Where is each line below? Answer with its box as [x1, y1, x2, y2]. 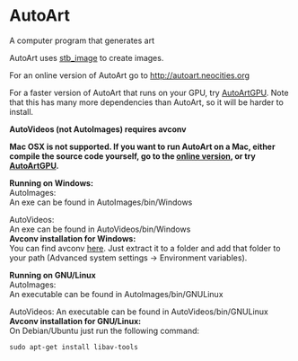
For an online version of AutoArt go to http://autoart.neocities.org [9, 69, 250, 81]
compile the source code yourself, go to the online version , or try [9, 150, 256, 162]
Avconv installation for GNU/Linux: [9, 315, 142, 326]
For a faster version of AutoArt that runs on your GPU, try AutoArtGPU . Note [9, 87, 289, 98]
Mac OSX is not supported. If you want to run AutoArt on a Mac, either [9, 141, 276, 152]
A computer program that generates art [9, 35, 155, 46]
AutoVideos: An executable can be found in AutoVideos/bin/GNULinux [9, 306, 269, 317]
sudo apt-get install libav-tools [9, 342, 139, 351]
